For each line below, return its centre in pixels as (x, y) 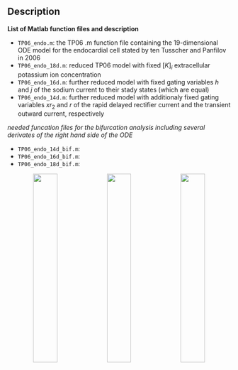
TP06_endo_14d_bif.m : (49, 149)
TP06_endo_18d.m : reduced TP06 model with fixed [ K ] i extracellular (114, 66)
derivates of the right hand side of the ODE (70, 135)
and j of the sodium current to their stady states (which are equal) (113, 89)
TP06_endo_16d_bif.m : (49, 156)
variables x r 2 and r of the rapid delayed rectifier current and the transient (124, 105)
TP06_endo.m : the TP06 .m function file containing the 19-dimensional (118, 43)
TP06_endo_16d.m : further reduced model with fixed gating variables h (118, 82)
